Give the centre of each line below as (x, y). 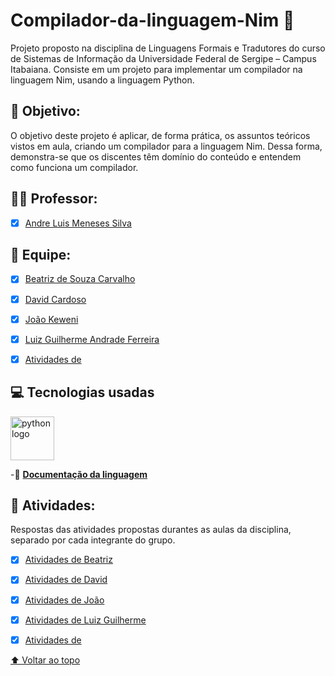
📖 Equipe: (41, 255)
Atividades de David (66, 580)
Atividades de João (64, 600)
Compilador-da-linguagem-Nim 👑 (152, 20)
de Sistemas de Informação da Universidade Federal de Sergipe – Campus (163, 58)
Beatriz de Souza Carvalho (80, 279)
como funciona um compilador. (74, 167)
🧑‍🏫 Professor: (54, 199)
